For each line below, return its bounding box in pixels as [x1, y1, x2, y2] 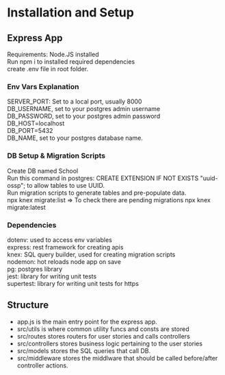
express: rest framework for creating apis [7, 243, 124, 251]
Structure [7, 300, 49, 311]
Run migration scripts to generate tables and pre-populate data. [7, 189, 187, 197]
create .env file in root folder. [7, 65, 89, 73]
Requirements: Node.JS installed [7, 50, 99, 58]
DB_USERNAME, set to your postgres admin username [7, 105, 161, 113]
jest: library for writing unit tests [7, 272, 97, 280]
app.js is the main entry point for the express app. [16, 317, 157, 326]
